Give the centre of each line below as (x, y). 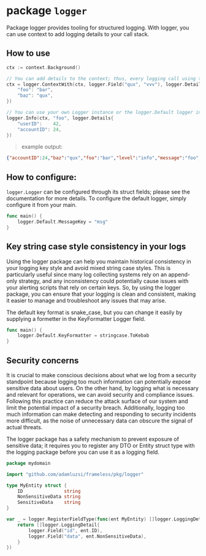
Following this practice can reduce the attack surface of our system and (97, 401)
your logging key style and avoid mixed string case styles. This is (89, 268)
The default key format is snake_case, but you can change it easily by (94, 312)
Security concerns (43, 360)
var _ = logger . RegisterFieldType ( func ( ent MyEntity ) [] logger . (90, 519)
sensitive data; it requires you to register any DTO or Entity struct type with (101, 445)
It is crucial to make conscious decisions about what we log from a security (101, 375)
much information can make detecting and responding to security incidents (101, 414)
